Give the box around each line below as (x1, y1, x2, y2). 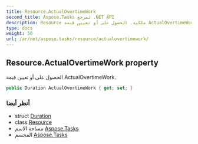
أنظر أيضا (6, 99, 30, 107)
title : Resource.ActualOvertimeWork (6, 8, 96, 15)
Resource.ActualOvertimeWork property (6, 58, 159, 68)
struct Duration (14, 112, 51, 119)
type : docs (6, 25, 33, 31)
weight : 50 (6, 31, 33, 37)
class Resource (14, 119, 52, 126)
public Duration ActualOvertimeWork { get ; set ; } (6, 85, 133, 91)
